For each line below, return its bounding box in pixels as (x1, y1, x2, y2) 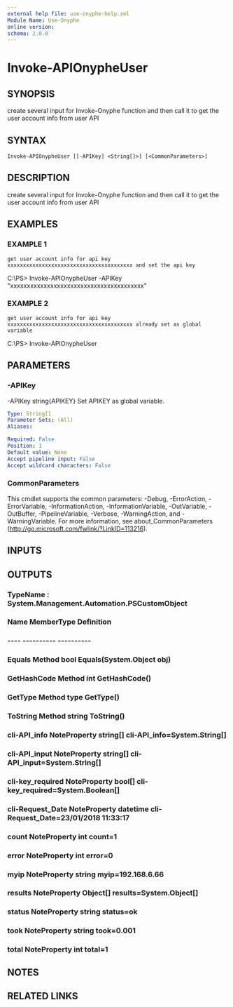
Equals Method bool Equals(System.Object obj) (7, 655, 171, 665)
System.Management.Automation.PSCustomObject (7, 598, 188, 608)
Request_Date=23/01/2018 (7, 813, 101, 822)
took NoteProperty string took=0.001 (7, 926, 136, 935)
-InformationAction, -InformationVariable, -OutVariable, (48, 502, 208, 510)
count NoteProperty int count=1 (7, 832, 118, 841)
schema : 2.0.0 (7, 29, 49, 37)
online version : (7, 23, 55, 30)
